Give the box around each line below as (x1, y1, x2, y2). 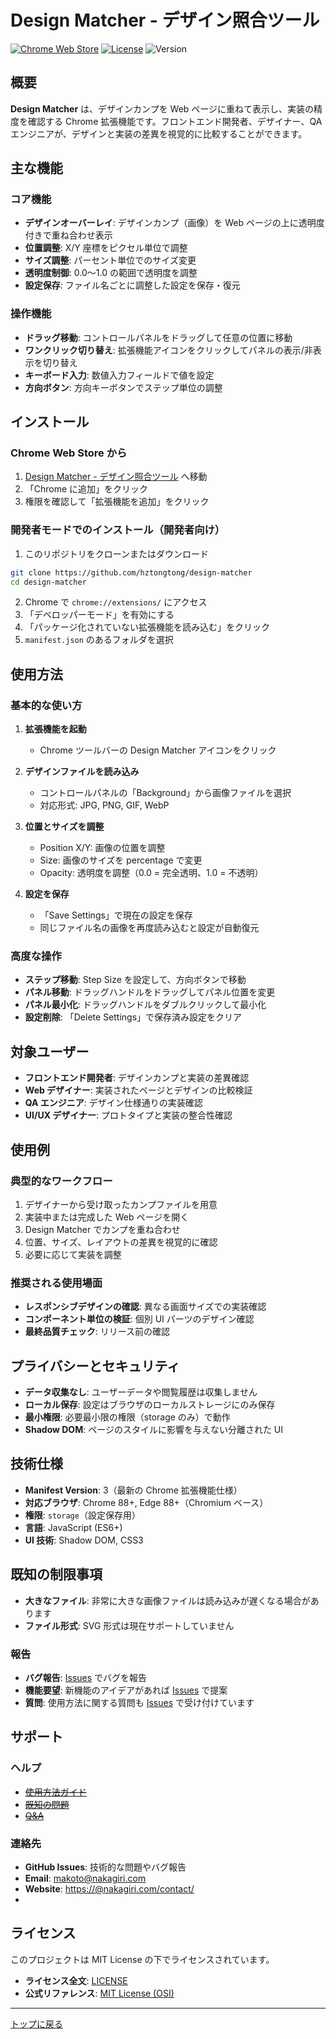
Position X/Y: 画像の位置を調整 (39, 842, 166, 854)
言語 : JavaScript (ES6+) (24, 1521, 123, 1533)
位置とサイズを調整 (24, 821, 105, 833)
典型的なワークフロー (10, 1174, 113, 1188)
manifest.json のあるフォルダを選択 (24, 634, 174, 646)
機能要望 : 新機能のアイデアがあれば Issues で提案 (24, 1684, 228, 1696)
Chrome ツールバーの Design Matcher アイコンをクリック (39, 744, 277, 756)
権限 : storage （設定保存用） (24, 1509, 141, 1521)
